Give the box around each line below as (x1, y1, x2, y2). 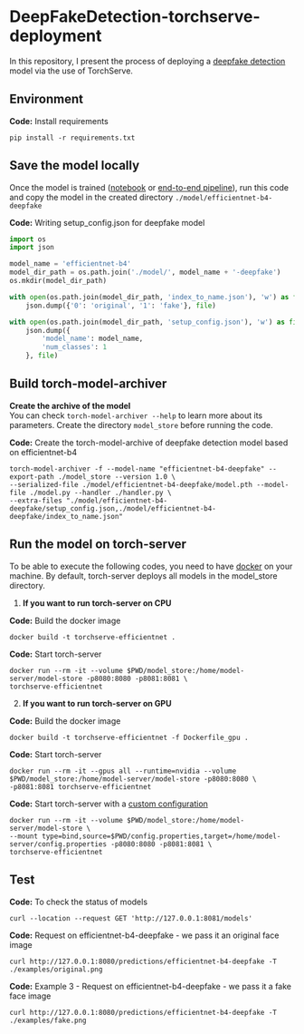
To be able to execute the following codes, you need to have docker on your (9, 561, 293, 571)
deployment (9, 25, 102, 46)
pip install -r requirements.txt (9, 133, 136, 142)
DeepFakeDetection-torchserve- (9, 6, 261, 27)
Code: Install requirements (9, 115, 109, 126)
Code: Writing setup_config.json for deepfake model (9, 217, 205, 228)
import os (9, 234, 47, 244)
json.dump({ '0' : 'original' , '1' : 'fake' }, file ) (25, 301, 217, 310)
